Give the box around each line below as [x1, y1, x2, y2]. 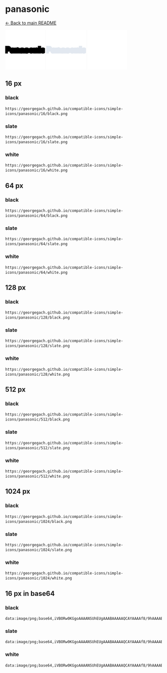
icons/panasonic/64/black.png [5, 213, 68, 218]
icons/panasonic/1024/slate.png [5, 548, 72, 553]
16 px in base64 [5, 589, 55, 597]
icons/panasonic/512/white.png [5, 474, 70, 479]
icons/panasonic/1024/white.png [5, 576, 72, 581]
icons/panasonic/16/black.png [5, 111, 68, 116]
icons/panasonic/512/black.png [5, 417, 70, 422]
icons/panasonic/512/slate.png [5, 445, 70, 450]
